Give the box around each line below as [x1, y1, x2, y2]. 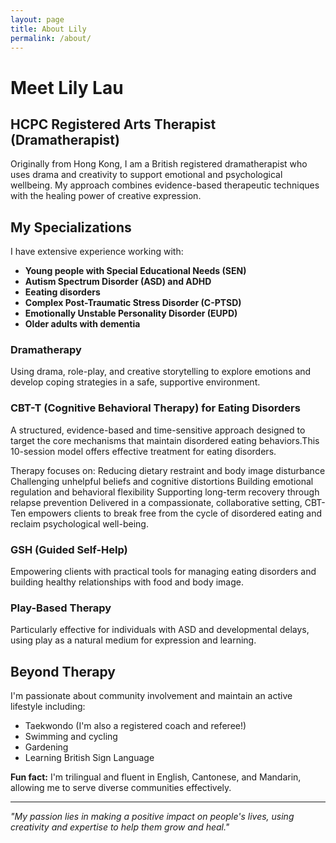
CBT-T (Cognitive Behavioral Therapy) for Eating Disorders [10, 401, 301, 415]
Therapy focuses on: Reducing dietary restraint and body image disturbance [10, 464, 326, 476]
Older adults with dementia [24, 318, 141, 330]
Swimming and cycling [24, 731, 118, 743]
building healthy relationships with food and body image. [10, 576, 244, 588]
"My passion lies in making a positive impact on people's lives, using [10, 811, 295, 823]
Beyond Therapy [10, 663, 117, 680]
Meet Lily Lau [10, 76, 124, 99]
